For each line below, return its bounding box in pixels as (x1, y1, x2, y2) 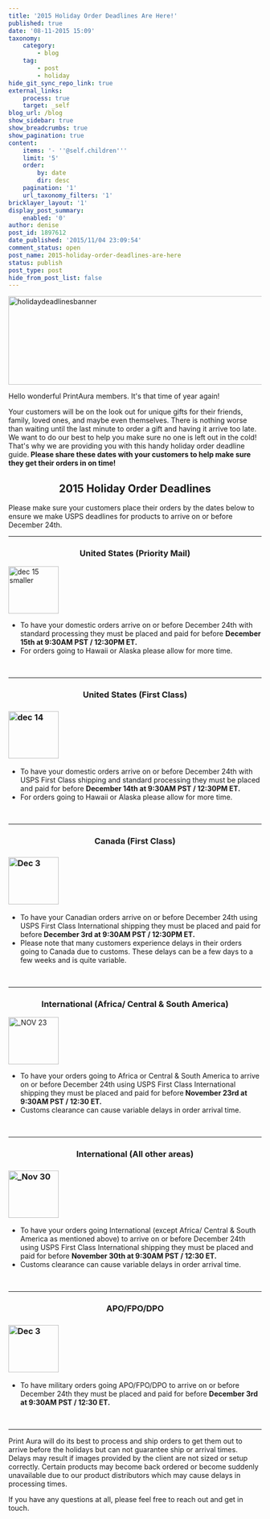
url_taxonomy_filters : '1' (22, 191, 113, 200)
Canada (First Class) (94, 835, 176, 846)
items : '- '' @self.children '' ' (22, 147, 128, 155)
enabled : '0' (22, 214, 67, 222)
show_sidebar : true (8, 117, 74, 125)
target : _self (22, 101, 70, 109)
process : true (22, 94, 70, 102)
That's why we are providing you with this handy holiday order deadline (8, 441, 245, 451)
